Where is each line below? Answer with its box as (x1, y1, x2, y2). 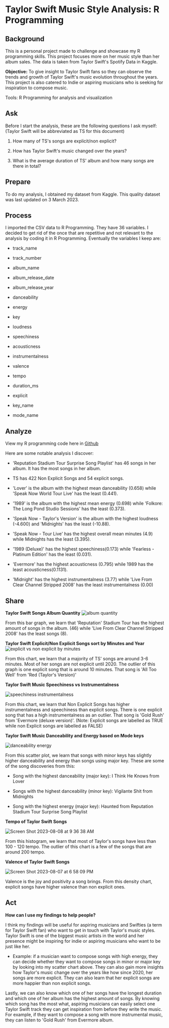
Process (5, 211, 32, 220)
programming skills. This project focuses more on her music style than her (5, 53, 160, 59)
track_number (12, 255, 42, 261)
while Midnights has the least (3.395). (12, 536, 91, 542)
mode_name (12, 412, 39, 418)
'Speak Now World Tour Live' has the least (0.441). (12, 490, 119, 497)
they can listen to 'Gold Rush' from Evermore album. (5, 1017, 114, 1023)
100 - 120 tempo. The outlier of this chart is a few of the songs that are (5, 843, 152, 850)
